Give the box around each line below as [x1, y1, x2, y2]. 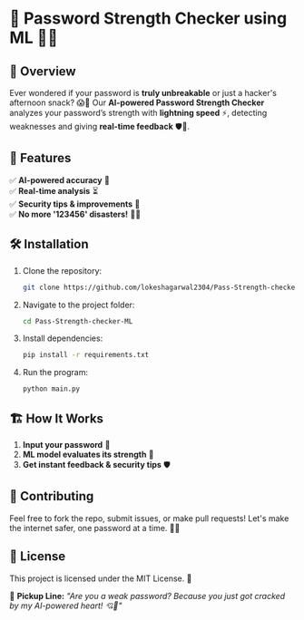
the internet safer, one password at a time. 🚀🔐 [9, 522, 181, 533]
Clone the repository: [22, 265, 103, 276]
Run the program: [22, 367, 89, 378]
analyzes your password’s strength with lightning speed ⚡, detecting [9, 108, 268, 118]
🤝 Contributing [9, 489, 94, 504]
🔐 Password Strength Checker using [9, 8, 288, 29]
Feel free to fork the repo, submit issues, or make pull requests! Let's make [9, 512, 289, 524]
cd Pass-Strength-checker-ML [22, 316, 133, 325]
